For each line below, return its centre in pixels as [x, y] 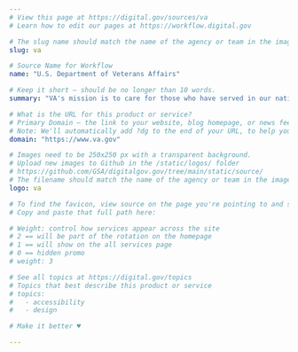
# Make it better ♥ [45, 326]
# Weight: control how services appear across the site [114, 228]
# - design [33, 310]
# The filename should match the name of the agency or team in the [138, 180]
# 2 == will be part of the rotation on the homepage [111, 237]
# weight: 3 [31, 262]
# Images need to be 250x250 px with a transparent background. [130, 155]
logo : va [25, 188]
